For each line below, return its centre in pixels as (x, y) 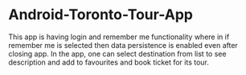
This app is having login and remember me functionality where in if (119, 37)
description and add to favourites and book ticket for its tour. (109, 62)
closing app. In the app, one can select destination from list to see (117, 53)
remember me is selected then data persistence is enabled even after (123, 45)
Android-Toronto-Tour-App (101, 15)
